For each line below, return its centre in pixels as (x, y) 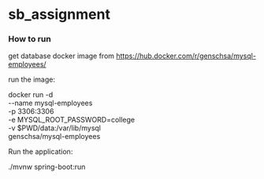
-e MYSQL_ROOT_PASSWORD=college (72, 120)
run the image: (32, 79)
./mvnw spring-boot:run (47, 167)
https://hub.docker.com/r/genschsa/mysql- (186, 56)
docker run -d (31, 95)
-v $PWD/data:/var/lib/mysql (54, 128)
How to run (30, 39)
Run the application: (41, 152)
